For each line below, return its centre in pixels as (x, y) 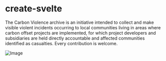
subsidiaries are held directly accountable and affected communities (75, 38)
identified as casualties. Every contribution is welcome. (61, 43)
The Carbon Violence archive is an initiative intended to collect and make (80, 22)
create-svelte (34, 9)
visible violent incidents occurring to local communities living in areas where (83, 27)
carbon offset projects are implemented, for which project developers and (81, 33)
